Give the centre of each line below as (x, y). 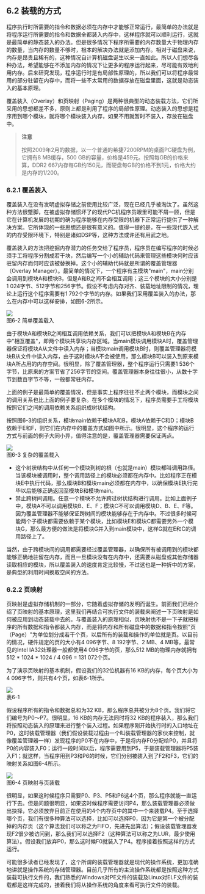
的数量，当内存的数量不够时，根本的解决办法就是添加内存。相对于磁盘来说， (103, 49)
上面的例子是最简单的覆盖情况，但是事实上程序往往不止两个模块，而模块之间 (103, 392)
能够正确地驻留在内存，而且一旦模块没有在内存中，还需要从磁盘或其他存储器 (103, 557)
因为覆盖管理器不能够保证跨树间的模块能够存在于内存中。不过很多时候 (103, 514)
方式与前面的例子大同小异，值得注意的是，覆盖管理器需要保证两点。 (92, 436)
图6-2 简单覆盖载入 (31, 321)
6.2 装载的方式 (34, 11)
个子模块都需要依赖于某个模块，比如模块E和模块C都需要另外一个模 (110, 521)
